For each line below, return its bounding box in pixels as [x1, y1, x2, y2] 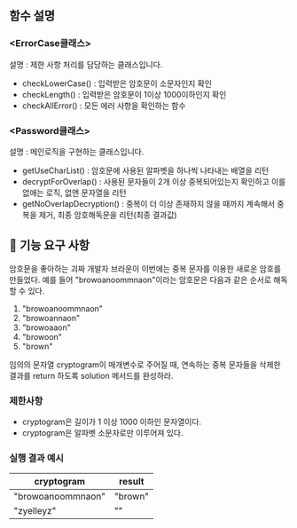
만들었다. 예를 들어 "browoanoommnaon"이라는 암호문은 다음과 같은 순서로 [9, 274, 272, 285]
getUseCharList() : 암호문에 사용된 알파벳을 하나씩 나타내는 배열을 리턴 [21, 165, 270, 176]
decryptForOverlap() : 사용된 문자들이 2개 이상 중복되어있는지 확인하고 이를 [21, 176, 286, 186]
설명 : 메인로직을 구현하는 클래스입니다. [9, 146, 145, 157]
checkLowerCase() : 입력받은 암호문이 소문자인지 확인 [21, 78, 213, 89]
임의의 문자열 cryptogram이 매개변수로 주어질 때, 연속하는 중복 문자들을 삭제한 [9, 359, 281, 370]
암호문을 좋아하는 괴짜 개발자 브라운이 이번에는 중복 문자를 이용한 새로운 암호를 [9, 263, 282, 273]
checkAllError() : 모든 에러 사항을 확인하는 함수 [21, 100, 186, 111]
